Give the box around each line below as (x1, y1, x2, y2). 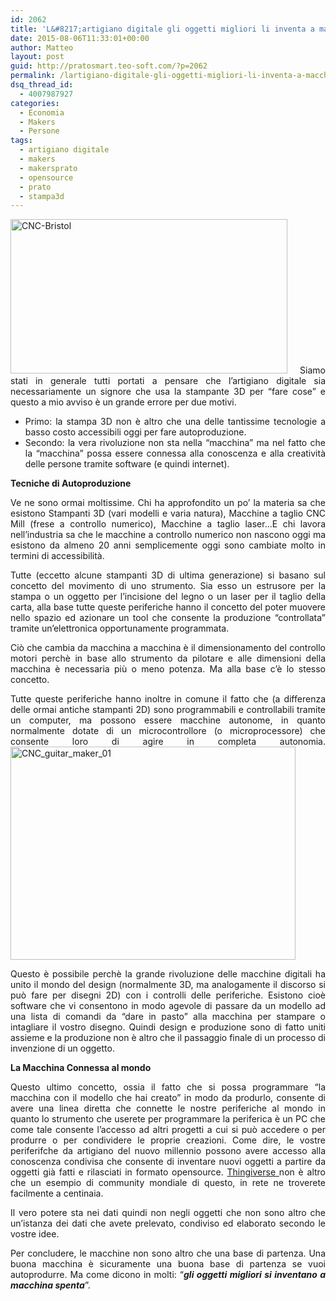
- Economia (19, 107, 65, 118)
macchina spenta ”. (10, 1279, 91, 1291)
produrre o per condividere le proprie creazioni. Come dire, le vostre (10, 1134, 326, 1146)
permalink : (10, 71, 56, 81)
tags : (10, 136, 33, 146)
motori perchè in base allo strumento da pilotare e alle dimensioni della (10, 652, 326, 665)
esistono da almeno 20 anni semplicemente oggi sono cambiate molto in (10, 539, 326, 551)
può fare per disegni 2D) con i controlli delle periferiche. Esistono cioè (10, 989, 326, 1001)
